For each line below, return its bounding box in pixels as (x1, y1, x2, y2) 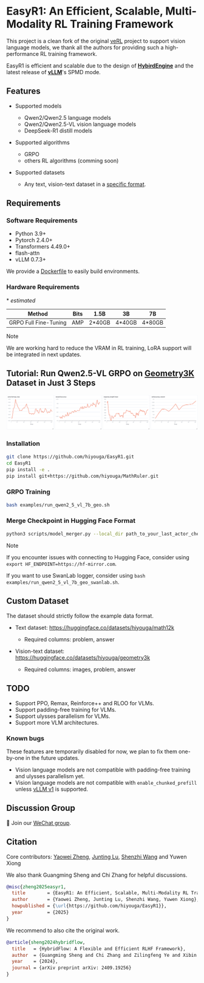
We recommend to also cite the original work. (6, 926, 120, 934)
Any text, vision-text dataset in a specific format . (24, 181, 146, 188)
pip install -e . (6, 466, 50, 472)
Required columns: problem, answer (24, 635, 115, 643)
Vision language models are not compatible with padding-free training (15, 766, 191, 773)
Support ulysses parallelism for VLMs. (15, 712, 110, 720)
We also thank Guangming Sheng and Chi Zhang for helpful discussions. (6, 871, 188, 878)
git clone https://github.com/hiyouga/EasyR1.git (6, 454, 135, 460)
